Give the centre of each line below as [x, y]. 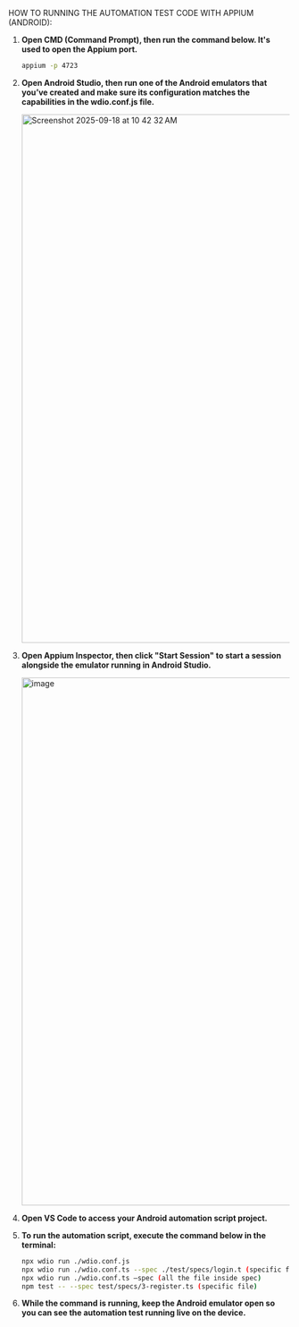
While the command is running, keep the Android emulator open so [148, 1303]
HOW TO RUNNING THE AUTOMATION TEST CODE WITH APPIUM [131, 13]
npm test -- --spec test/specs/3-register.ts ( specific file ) [139, 1286]
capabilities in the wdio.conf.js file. [88, 101]
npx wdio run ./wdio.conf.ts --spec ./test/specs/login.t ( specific [151, 1270]
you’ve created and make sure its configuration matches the [136, 92]
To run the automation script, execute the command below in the [144, 1235]
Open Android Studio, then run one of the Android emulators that [144, 82]
